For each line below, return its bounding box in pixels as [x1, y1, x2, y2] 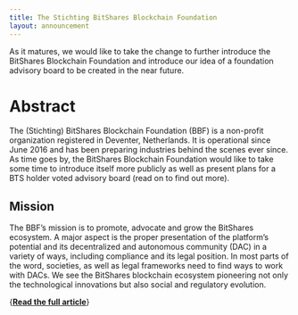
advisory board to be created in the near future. [9, 64, 185, 76]
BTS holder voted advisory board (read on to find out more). [9, 173, 230, 184]
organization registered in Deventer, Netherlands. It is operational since [9, 135, 271, 145]
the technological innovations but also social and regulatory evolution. [9, 279, 267, 290]
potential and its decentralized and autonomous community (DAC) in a [9, 242, 268, 253]
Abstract [9, 95, 76, 116]
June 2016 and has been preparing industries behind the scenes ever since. [9, 145, 288, 155]
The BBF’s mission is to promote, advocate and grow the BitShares [9, 222, 254, 233]
